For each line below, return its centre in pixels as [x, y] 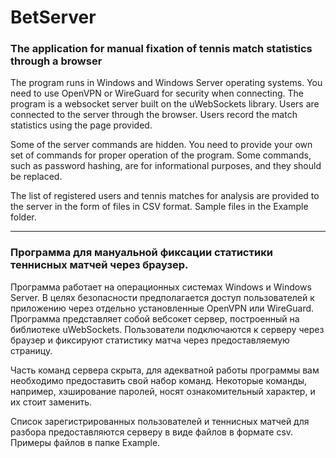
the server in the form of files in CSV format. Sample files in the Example [159, 207]
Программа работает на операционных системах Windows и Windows [161, 287]
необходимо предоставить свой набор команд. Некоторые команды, [159, 380]
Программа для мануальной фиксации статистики [141, 253]
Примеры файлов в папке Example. [85, 442]
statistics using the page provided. [81, 125]
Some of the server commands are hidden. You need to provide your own [161, 145]
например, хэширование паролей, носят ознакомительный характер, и [163, 391]
